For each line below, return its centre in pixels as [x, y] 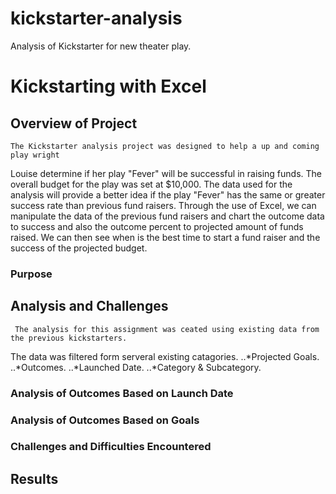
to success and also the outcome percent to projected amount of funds [157, 226]
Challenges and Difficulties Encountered [111, 447]
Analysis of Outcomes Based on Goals [105, 420]
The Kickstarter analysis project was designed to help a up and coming [165, 146]
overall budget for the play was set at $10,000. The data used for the [151, 184]
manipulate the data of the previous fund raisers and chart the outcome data [167, 216]
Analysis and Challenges [89, 306]
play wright [35, 155]
